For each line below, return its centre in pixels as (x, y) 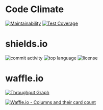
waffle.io (24, 78)
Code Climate (35, 9)
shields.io (27, 44)
